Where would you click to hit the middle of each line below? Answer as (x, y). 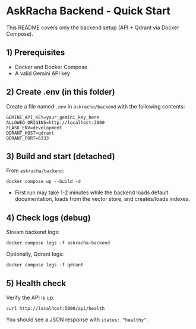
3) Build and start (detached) (61, 156)
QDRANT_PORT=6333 (28, 138)
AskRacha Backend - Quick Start (88, 11)
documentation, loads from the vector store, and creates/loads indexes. (102, 199)
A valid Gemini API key (42, 73)
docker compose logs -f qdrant (45, 265)
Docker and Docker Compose (51, 67)
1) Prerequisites (36, 53)
